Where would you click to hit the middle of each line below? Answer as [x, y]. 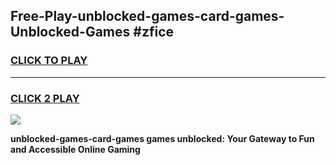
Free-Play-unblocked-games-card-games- [147, 16]
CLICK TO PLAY [49, 61]
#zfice [153, 32]
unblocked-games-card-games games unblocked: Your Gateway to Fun [162, 138]
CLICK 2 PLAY [45, 98]
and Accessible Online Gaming [75, 149]
